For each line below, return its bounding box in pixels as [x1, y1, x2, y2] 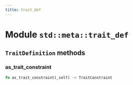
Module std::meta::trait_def [5, 28, 129, 40]
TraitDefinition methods [5, 48, 86, 57]
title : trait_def [5, 7, 41, 12]
